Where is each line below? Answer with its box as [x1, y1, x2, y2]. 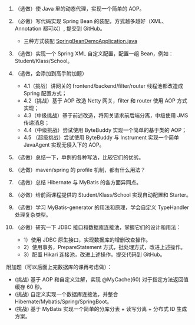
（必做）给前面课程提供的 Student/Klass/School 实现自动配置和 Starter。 [14, 191, 191, 198]
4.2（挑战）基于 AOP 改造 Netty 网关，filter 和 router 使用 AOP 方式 [23, 97, 187, 104]
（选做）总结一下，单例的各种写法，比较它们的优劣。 [14, 154, 144, 161]
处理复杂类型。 [14, 211, 51, 218]
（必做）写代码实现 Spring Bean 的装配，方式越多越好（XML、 [14, 18, 167, 25]
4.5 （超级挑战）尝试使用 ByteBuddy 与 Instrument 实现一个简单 [23, 134, 180, 141]
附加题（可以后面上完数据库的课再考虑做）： [6, 264, 112, 270]
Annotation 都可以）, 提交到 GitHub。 [14, 25, 106, 32]
